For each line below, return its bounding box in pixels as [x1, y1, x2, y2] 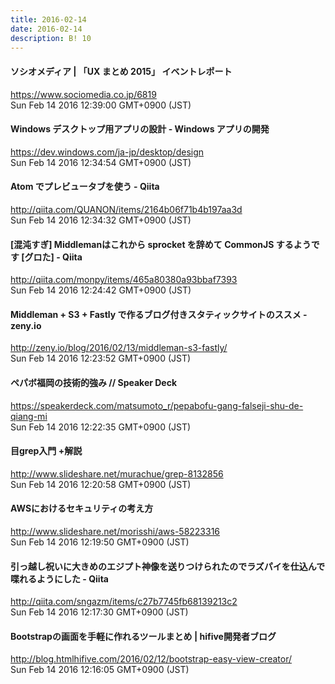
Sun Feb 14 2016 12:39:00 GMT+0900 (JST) [10, 99, 192, 111]
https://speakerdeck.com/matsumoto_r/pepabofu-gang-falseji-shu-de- [10, 399, 304, 411]
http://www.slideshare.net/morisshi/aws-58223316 [10, 526, 221, 537]
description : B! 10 [10, 33, 92, 43]
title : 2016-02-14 [10, 14, 87, 25]
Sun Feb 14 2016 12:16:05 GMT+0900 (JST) [10, 664, 190, 676]
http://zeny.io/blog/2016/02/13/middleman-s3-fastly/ [10, 342, 228, 354]
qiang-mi [10, 410, 48, 422]
